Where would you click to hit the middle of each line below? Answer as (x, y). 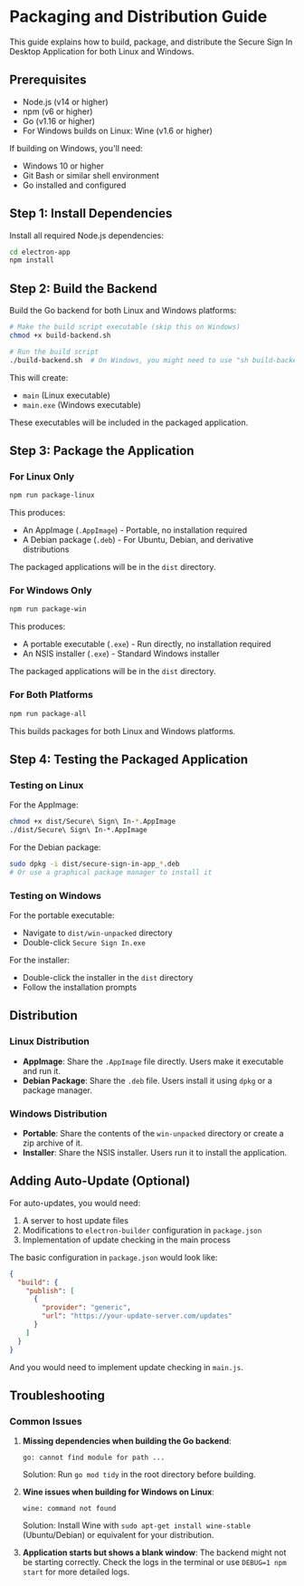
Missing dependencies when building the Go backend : (127, 1441)
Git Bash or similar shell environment (91, 175)
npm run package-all (48, 713)
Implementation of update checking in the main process (126, 1240)
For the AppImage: (44, 805)
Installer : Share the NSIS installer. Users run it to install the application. (155, 1152)
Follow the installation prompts (80, 987)
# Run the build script (54, 352)
